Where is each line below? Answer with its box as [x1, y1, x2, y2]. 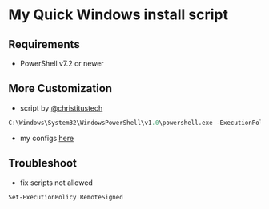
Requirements [8, 38, 80, 51]
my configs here [19, 133, 74, 143]
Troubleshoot [8, 156, 78, 170]
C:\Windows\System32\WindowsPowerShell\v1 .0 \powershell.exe [8, 119, 214, 127]
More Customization [8, 82, 113, 95]
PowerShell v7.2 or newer [19, 58, 104, 68]
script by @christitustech [19, 102, 103, 113]
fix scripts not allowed [19, 178, 94, 187]
